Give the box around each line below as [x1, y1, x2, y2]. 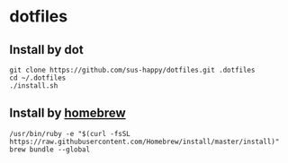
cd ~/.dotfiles [9, 73, 67, 82]
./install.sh [9, 81, 58, 90]
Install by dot [9, 42, 84, 57]
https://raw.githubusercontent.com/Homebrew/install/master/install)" [9, 137, 280, 146]
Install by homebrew [9, 106, 126, 121]
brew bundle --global [9, 145, 91, 154]
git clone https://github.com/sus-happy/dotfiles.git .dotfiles [9, 65, 256, 74]
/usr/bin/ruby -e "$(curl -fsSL [9, 129, 130, 138]
